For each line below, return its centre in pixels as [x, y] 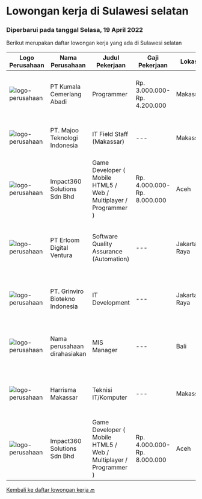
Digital [59, 248]
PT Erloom [65, 240]
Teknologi [64, 138]
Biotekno [63, 299]
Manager [105, 350]
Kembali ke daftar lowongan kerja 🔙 [50, 490]
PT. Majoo [65, 131]
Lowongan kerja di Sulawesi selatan [98, 11]
